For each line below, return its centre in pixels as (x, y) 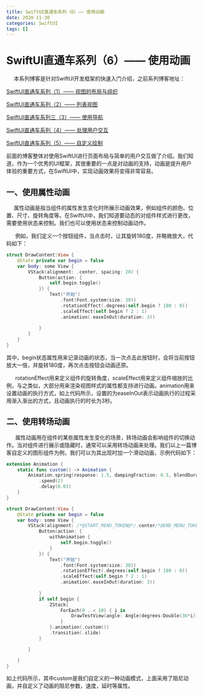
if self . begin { (59, 599)
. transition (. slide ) (75, 633)
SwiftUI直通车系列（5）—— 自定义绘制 (55, 143)
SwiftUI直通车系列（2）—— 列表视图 (52, 104)
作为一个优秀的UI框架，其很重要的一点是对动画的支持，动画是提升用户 (104, 164)
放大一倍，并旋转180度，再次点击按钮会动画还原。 (69, 365)
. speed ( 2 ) (51, 481)
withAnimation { (70, 537)
